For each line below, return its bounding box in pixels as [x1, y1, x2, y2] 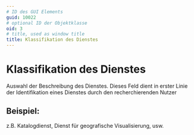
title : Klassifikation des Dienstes [6, 37, 98, 43]
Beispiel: [6, 106, 40, 116]
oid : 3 [6, 25, 23, 32]
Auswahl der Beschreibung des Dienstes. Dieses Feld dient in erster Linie [6, 82, 188, 89]
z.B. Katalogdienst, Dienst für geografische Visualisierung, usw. [6, 122, 164, 129]
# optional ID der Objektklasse [6, 20, 87, 26]
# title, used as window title [6, 31, 85, 37]
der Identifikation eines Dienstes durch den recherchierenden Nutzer [6, 88, 177, 96]
